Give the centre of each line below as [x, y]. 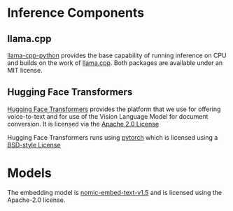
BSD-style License [34, 145]
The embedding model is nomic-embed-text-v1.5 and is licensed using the [115, 192]
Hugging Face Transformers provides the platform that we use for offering [114, 109]
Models [29, 173]
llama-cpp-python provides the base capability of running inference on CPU [117, 55]
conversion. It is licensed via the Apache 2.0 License [83, 124]
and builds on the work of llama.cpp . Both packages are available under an [115, 63]
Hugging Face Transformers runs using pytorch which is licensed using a [113, 137]
